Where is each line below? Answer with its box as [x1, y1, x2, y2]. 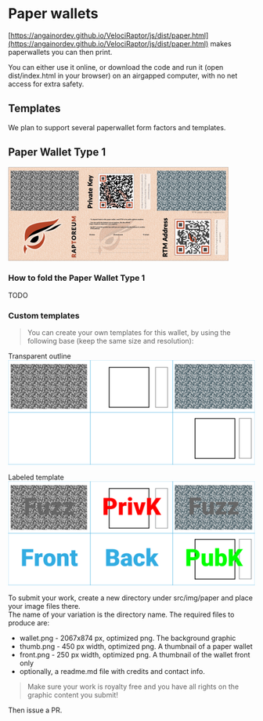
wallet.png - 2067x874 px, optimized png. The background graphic [19, 633, 236, 643]
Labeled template [8, 472, 64, 482]
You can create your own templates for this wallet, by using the [27, 328, 231, 337]
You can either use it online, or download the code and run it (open [8, 62, 224, 71]
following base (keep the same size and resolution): [27, 337, 194, 346]
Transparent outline [8, 351, 72, 361]
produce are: [8, 618, 50, 628]
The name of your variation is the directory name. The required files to [8, 610, 235, 620]
